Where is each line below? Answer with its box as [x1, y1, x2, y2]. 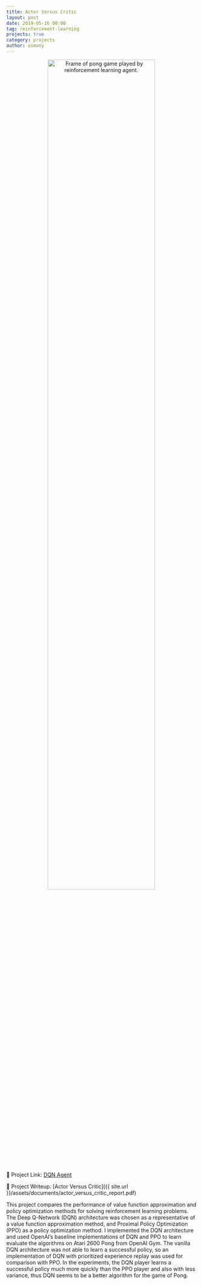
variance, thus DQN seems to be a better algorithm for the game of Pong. [6, 1272, 189, 1279]
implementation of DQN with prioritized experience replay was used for [6, 1252, 183, 1260]
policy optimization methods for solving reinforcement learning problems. [6, 1207, 189, 1214]
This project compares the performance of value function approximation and [6, 1201, 197, 1208]
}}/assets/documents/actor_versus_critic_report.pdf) [6, 1189, 137, 1196]
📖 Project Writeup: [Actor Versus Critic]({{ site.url [6, 1183, 128, 1190]
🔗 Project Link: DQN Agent [6, 1171, 72, 1178]
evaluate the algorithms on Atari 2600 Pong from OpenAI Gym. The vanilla [6, 1239, 191, 1247]
